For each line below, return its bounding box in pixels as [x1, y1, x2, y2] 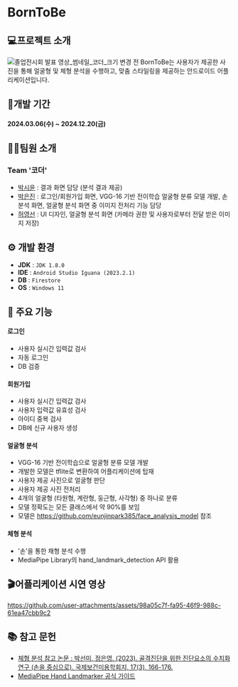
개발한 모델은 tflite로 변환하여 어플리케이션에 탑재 [17, 467, 154, 476]
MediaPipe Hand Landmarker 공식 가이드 [17, 672, 136, 681]
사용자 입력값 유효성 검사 [17, 406, 87, 414]
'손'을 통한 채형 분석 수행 [17, 546, 87, 555]
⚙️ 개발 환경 [7, 241, 55, 253]
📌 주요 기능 [7, 305, 53, 318]
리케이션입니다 [7, 75, 48, 84]
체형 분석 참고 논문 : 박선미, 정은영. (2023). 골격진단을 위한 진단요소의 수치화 [17, 654, 231, 663]
